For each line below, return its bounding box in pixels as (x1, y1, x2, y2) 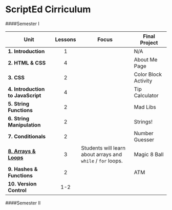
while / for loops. (81, 157, 123, 164)
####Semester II (5, 200, 41, 206)
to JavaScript (8, 92, 41, 99)
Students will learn (81, 144, 126, 152)
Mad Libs (134, 103, 156, 111)
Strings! (134, 118, 153, 125)
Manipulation (8, 121, 41, 129)
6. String (8, 115, 30, 122)
